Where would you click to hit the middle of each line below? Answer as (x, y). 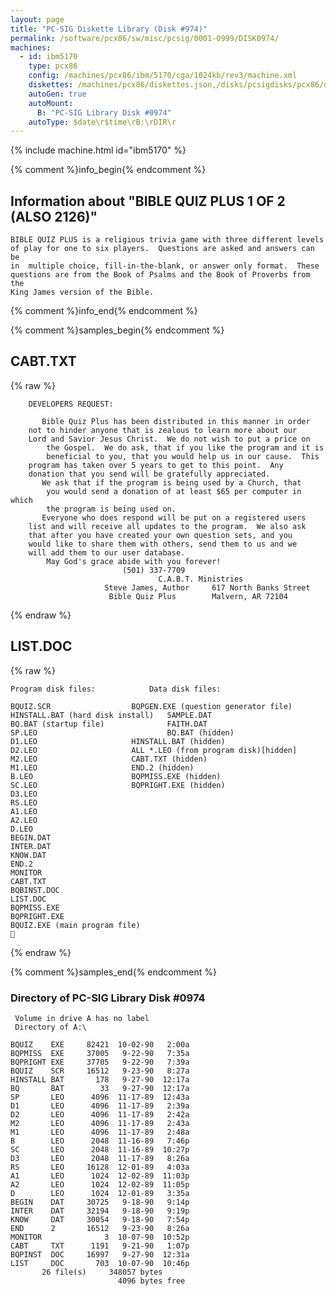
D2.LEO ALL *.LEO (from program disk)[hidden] (154, 750)
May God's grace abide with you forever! (134, 561)
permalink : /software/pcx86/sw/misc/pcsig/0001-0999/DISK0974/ (145, 38)
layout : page (37, 19)
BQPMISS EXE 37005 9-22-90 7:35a (100, 1053)
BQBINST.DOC (35, 890)
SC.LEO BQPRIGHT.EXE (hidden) (118, 785)
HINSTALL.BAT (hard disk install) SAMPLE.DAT (111, 715)
